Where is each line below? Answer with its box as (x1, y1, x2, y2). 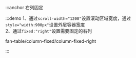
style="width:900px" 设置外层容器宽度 (5, 22, 86, 27)
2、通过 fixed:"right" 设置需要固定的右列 (5, 28, 92, 34)
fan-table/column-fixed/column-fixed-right (5, 38, 96, 44)
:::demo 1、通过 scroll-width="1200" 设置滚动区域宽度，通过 (5, 15, 131, 21)
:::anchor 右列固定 (5, 5, 44, 10)
